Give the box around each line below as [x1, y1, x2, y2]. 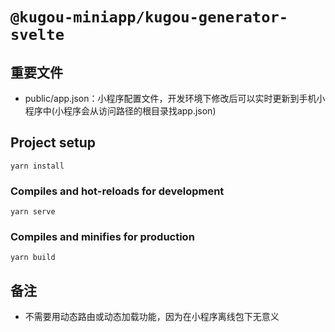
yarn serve [10, 207, 56, 217]
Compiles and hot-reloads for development [10, 184, 225, 198]
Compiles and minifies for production [10, 230, 195, 244]
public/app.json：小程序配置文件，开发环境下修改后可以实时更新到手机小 [24, 93, 326, 104]
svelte [10, 26, 65, 45]
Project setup [10, 134, 97, 152]
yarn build [10, 253, 56, 263]
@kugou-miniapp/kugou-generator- [10, 8, 289, 27]
